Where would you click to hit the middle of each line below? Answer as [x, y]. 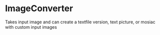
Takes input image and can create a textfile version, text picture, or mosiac [80, 22]
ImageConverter [39, 9]
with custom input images [31, 27]
